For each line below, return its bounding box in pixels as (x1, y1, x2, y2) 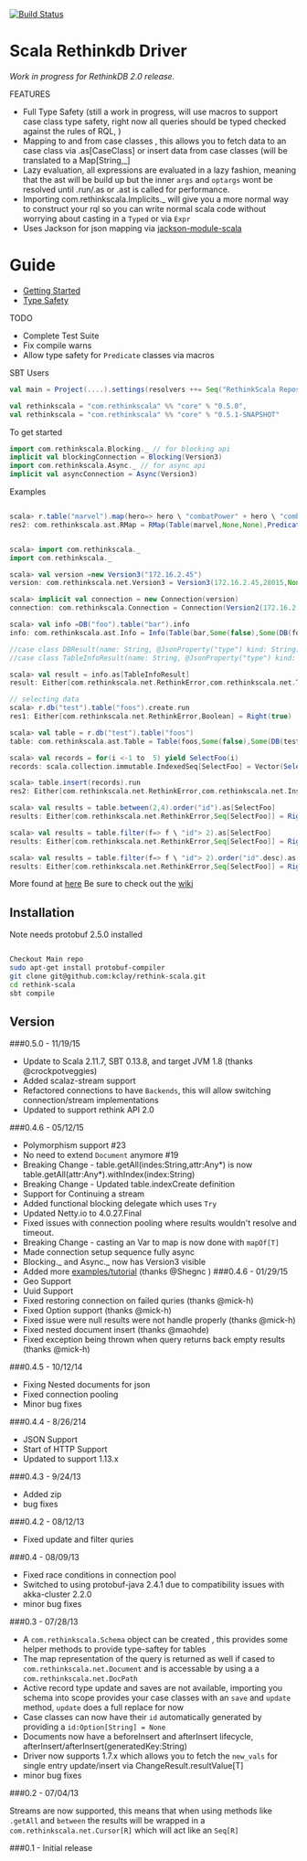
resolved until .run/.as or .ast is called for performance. (22, 184, 230, 195)
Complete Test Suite (22, 330, 100, 341)
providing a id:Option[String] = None (22, 1721, 166, 1732)
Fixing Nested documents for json (22, 1379, 151, 1390)
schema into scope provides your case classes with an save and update (22, 1692, 291, 1704)
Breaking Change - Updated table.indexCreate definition (22, 1179, 236, 1190)
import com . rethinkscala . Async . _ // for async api (9, 462, 206, 471)
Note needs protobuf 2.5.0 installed (9, 929, 143, 941)
